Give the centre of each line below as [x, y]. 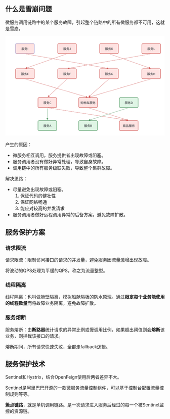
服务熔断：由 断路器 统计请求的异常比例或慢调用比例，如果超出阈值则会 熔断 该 [85, 330]
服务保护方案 [25, 232]
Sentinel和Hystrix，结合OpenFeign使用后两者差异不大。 [63, 377]
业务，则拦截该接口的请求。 [34, 336]
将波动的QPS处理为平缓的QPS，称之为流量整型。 [56, 270]
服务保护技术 [25, 364]
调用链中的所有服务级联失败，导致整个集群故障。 [63, 168]
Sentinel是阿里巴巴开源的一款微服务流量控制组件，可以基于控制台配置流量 [82, 388]
